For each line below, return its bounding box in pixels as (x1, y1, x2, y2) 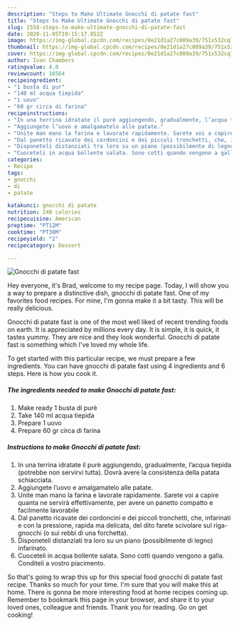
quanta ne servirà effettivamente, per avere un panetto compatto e (17, 499, 213, 507)
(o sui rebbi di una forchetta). (43, 528, 129, 538)
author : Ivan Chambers (7, 57, 75, 64)
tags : (7, 169, 23, 177)
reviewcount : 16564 (7, 70, 65, 77)
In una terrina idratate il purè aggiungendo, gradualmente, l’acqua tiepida (17, 461, 232, 469)
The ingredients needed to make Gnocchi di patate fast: (7, 385, 176, 394)
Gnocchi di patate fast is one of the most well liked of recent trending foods (7, 318, 229, 326)
